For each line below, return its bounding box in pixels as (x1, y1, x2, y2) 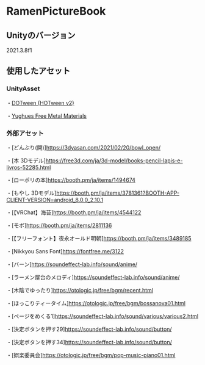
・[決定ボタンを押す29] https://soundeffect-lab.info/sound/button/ (6, 325, 172, 333)
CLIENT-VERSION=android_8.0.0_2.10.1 (6, 196, 104, 203)
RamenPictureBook (6, 4, 106, 18)
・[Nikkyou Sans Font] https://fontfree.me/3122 (6, 247, 124, 255)
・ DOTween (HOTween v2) (6, 99, 74, 106)
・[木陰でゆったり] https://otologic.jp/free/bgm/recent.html (6, 286, 154, 294)
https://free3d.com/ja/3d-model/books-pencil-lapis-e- (45, 157, 183, 164)
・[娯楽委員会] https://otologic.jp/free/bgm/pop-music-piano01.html (6, 351, 176, 358)
